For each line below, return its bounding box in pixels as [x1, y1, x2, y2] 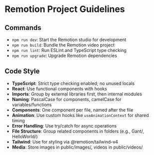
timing [11, 117, 25, 123]
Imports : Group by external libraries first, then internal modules [11, 91, 143, 97]
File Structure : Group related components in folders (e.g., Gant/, [11, 128, 144, 134]
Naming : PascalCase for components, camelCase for [11, 96, 122, 102]
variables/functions [11, 101, 52, 107]
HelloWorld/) [11, 133, 38, 139]
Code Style [4, 67, 40, 75]
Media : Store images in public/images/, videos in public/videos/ [11, 144, 143, 150]
